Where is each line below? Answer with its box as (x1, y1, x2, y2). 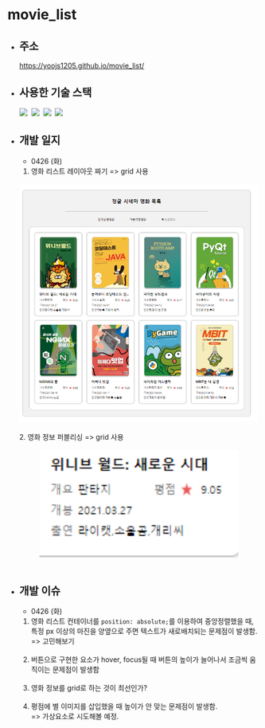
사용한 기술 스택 (18, 86, 92, 100)
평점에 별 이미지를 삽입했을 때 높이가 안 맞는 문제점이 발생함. (30, 702, 218, 711)
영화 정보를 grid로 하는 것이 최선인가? (30, 683, 148, 693)
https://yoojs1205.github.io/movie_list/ (18, 61, 145, 70)
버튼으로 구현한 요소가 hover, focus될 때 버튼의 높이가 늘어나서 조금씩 (30, 655, 248, 664)
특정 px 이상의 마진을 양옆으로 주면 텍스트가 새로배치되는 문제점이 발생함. (30, 627, 258, 636)
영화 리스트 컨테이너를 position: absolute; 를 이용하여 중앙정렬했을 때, (30, 616, 254, 626)
